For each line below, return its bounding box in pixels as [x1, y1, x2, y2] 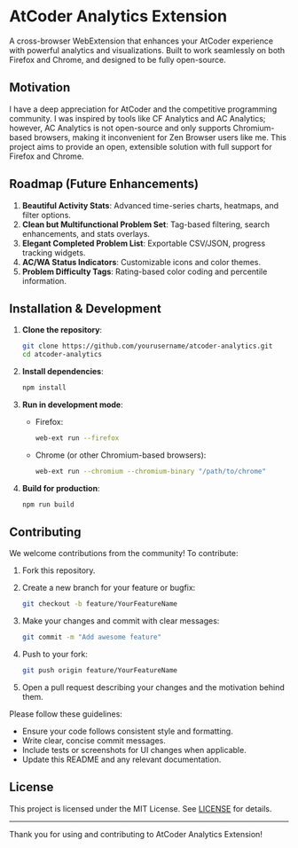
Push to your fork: [21, 649, 89, 660]
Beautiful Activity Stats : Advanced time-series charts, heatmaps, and [21, 200, 279, 210]
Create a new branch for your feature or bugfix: [21, 583, 196, 593]
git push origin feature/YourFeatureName [21, 666, 177, 675]
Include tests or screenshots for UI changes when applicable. [21, 745, 247, 756]
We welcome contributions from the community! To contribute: [9, 548, 239, 559]
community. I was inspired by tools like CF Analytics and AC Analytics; [9, 113, 266, 123]
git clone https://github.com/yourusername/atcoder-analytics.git [21, 342, 273, 351]
